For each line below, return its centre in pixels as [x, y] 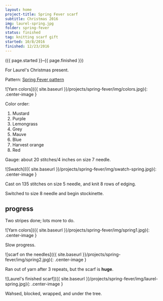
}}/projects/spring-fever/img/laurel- [122, 279]
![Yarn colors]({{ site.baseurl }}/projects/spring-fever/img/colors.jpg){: [76, 89]
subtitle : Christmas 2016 [32, 19]
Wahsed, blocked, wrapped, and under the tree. [54, 294]
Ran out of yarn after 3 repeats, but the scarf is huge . [59, 269]
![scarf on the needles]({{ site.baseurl [43, 255]
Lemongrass [25, 124]
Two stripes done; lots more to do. [40, 221]
